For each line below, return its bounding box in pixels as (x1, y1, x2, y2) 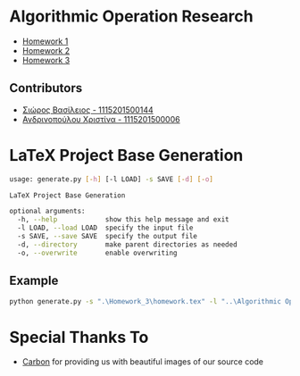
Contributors (9, 80, 83, 96)
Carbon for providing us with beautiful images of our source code (21, 356, 264, 367)
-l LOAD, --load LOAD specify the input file (17, 223, 194, 233)
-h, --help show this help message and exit (17, 215, 229, 224)
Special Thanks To (9, 327, 149, 347)
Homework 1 (21, 36, 69, 46)
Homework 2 (21, 45, 71, 55)
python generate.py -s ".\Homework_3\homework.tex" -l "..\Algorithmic (9, 297, 281, 305)
